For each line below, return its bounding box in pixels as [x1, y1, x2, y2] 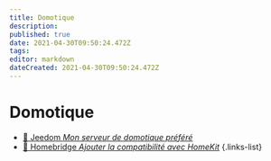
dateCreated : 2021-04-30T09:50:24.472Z [9, 64, 160, 73]
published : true [9, 30, 70, 39]
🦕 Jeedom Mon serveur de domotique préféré [22, 131, 193, 142]
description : [9, 22, 59, 31]
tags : [9, 47, 30, 56]
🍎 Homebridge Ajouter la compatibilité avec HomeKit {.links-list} [22, 141, 263, 152]
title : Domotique [9, 13, 75, 22]
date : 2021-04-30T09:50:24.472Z [9, 38, 131, 48]
